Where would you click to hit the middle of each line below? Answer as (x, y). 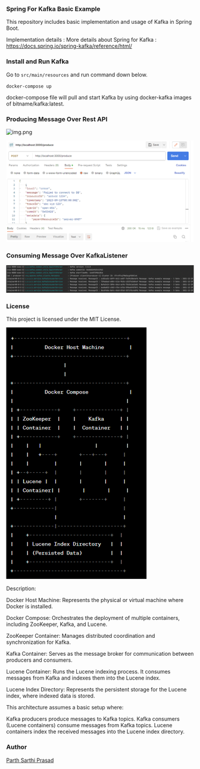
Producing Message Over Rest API (57, 119)
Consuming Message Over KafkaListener (67, 255)
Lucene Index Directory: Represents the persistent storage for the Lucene (96, 690)
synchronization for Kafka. (39, 642)
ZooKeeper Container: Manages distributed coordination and (81, 636)
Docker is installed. (30, 606)
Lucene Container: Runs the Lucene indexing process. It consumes (88, 672)
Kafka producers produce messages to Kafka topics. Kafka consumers (93, 719)
